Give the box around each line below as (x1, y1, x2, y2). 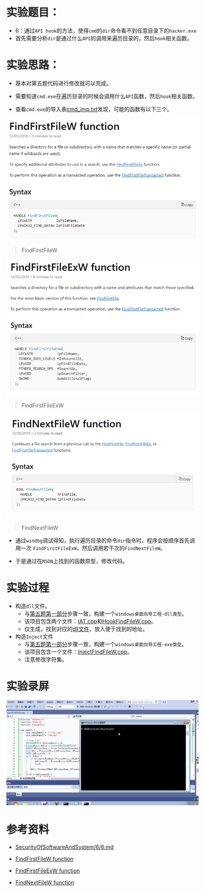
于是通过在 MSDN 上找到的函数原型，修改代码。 (15, 557, 128, 564)
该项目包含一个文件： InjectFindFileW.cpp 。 (24, 648, 133, 655)
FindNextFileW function (15, 879, 74, 886)
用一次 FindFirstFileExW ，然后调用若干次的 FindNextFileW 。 (15, 544, 166, 552)
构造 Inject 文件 (15, 633, 54, 640)
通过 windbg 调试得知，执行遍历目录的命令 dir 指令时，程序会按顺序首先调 (15, 536, 195, 544)
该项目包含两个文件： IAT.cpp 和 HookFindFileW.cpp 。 (24, 617, 157, 625)
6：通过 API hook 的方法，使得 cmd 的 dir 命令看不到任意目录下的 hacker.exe (15, 27, 197, 34)
